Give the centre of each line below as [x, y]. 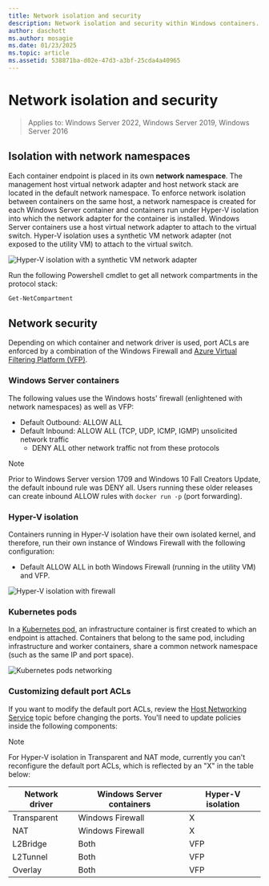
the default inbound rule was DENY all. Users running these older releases [131, 488]
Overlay [27, 870]
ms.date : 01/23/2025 [43, 46]
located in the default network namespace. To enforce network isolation [127, 193]
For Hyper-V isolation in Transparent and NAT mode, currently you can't [127, 757]
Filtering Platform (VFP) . [48, 360]
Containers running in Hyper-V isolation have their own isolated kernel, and [132, 534]
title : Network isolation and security [75, 16]
